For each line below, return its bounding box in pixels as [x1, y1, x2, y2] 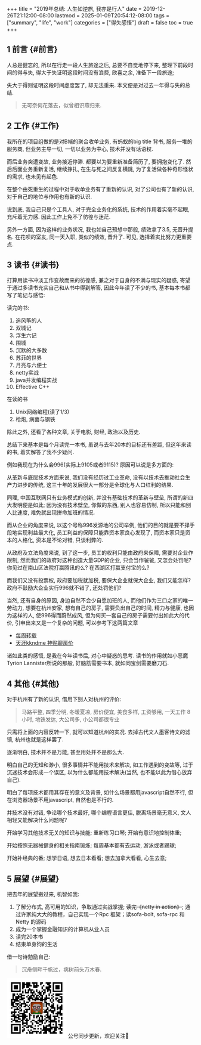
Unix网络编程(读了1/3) [15, 408, 70, 416]
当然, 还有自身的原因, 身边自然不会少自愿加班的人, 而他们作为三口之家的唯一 [7, 597, 193, 604]
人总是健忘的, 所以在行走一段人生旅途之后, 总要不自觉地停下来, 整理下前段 [7, 61, 188, 69]
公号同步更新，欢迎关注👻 [67, 1032, 129, 1040]
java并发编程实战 [15, 376, 57, 384]
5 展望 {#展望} [7, 873, 60, 884]
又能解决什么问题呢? [17, 817, 67, 824]
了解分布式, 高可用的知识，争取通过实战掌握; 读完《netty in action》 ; [15, 903, 184, 911]
